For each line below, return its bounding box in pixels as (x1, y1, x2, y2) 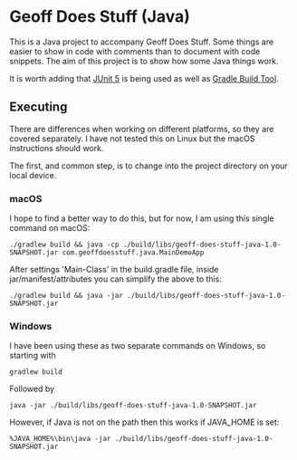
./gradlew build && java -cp (9, 240, 120, 250)
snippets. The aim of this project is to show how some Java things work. (9, 55, 279, 66)
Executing (9, 100, 68, 115)
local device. (9, 169, 57, 180)
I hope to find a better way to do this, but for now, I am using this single (9, 213, 274, 224)
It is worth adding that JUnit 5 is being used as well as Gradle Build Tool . (9, 72, 279, 83)
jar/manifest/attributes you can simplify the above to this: (9, 273, 222, 284)
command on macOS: (9, 223, 91, 234)
